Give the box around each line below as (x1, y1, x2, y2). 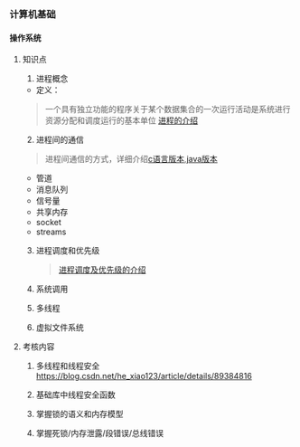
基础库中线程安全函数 (35, 389, 116, 400)
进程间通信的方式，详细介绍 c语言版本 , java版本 (44, 154, 219, 165)
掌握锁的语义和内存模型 (35, 409, 124, 420)
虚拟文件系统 (35, 322, 84, 333)
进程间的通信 (35, 134, 84, 146)
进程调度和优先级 (35, 245, 100, 256)
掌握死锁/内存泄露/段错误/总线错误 (35, 428, 164, 439)
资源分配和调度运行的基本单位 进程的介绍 (44, 115, 199, 126)
